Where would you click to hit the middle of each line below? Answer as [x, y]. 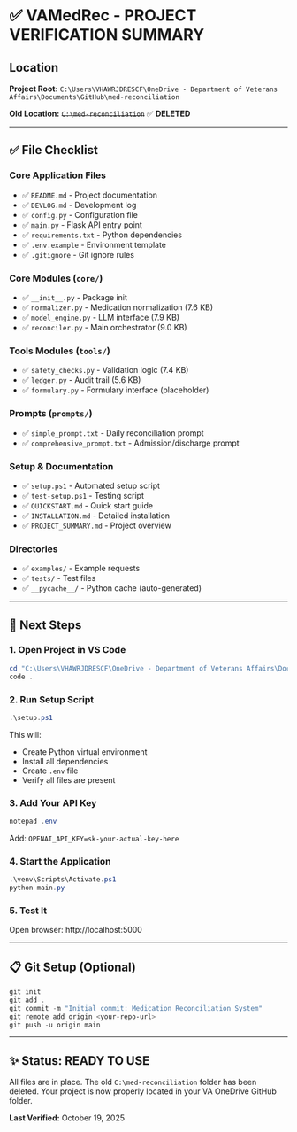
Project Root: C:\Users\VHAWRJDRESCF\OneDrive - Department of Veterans [144, 89]
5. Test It [28, 911]
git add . [27, 1000]
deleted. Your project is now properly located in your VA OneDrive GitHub [143, 1091]
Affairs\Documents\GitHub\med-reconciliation [94, 97]
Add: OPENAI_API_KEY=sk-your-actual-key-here [94, 838]
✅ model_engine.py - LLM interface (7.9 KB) [100, 317]
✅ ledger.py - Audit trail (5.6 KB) [81, 380]
